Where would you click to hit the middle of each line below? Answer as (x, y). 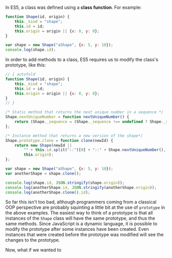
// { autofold (20, 74)
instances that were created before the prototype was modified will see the (84, 234)
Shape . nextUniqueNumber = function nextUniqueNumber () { (67, 117)
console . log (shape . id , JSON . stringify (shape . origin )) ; (65, 183)
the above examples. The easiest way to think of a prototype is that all (79, 213)
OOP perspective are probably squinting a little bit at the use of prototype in (85, 207)
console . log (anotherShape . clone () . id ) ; (48, 192)
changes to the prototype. (33, 240)
